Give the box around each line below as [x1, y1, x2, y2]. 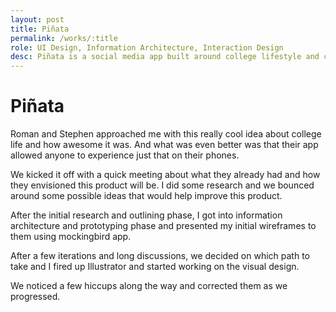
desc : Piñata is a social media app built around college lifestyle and [10, 52, 320, 62]
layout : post [10, 14, 65, 25]
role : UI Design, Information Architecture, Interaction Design [10, 42, 284, 53]
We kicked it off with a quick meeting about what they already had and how [10, 169, 321, 181]
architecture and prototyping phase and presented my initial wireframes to [10, 220, 317, 232]
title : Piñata [10, 24, 70, 34]
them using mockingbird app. [10, 231, 132, 243]
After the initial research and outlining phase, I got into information [10, 209, 283, 221]
